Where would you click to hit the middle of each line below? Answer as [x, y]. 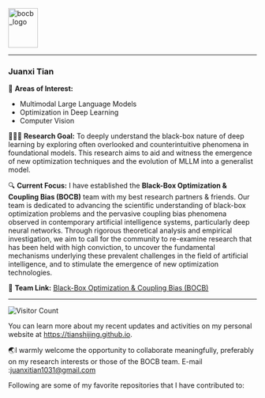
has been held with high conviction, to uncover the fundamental [112, 248]
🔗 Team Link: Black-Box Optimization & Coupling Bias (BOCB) [108, 288]
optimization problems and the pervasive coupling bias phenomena [118, 214]
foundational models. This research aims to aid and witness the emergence [130, 153]
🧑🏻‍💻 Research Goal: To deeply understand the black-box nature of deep [126, 136]
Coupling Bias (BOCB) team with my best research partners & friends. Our [129, 197]
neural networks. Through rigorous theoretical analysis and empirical [120, 231]
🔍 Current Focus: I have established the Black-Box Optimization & [118, 186]
